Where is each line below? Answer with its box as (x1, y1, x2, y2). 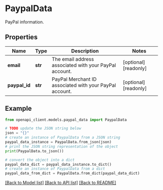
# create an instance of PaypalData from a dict (5, 166, 105, 172)
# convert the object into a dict (5, 157, 75, 162)
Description (71, 47, 99, 54)
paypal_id (7, 82, 31, 88)
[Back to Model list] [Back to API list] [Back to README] (5, 180, 116, 186)
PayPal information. (5, 19, 44, 25)
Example (5, 104, 32, 113)
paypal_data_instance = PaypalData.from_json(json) (5, 139, 112, 145)
